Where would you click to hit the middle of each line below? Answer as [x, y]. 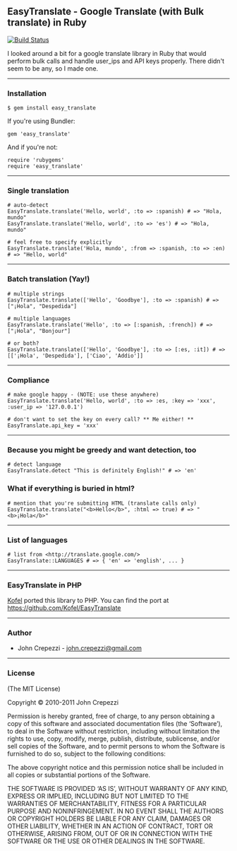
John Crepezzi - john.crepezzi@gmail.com [80, 648]
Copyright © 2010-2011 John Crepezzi [63, 702]
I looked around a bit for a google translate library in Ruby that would [107, 53]
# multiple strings [36, 294]
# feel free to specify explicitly [60, 242]
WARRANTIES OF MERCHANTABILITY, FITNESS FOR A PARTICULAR [107, 803]
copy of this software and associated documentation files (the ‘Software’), [115, 723]
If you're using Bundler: [41, 121]
